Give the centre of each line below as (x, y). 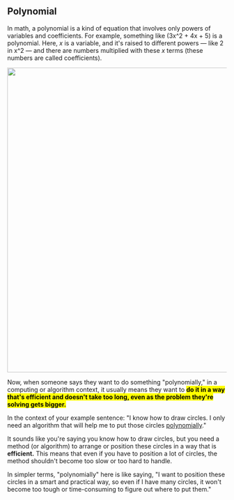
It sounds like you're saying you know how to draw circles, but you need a (113, 439)
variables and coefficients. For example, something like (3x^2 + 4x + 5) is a (115, 36)
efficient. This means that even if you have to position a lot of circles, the (112, 453)
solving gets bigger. (37, 404)
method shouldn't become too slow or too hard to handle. (90, 461)
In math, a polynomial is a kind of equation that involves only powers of (109, 28)
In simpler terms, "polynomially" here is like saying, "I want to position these (116, 474)
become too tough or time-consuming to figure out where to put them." (109, 489)
